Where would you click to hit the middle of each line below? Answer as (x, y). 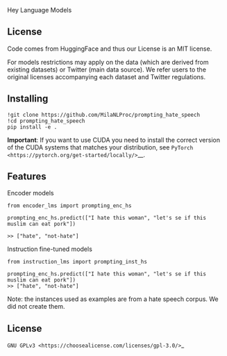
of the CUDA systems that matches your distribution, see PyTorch (100, 147)
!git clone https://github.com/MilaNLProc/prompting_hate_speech (103, 115)
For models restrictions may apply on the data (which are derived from (108, 62)
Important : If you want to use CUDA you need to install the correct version (114, 140)
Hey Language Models (40, 10)
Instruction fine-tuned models (50, 249)
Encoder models (31, 193)
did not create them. (36, 307)
